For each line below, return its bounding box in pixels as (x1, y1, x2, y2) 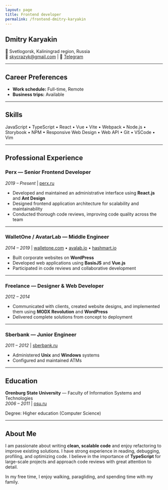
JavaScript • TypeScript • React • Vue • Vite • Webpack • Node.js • (5, 123, 146, 130)
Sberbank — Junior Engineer (5, 331, 76, 338)
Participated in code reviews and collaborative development (12, 265, 136, 271)
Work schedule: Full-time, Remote (12, 86, 84, 92)
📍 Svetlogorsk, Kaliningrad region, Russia (5, 48, 90, 54)
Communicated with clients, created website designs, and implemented (12, 303, 160, 309)
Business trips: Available (12, 91, 64, 97)
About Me (5, 429, 36, 438)
